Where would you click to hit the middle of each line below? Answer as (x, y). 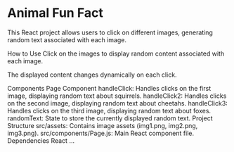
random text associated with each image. (67, 39)
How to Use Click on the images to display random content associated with (116, 53)
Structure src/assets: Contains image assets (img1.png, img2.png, (103, 125)
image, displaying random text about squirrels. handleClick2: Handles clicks (117, 96)
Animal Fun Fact (55, 13)
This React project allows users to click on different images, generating (110, 32)
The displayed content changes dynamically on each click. (92, 75)
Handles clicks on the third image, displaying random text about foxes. (109, 110)
